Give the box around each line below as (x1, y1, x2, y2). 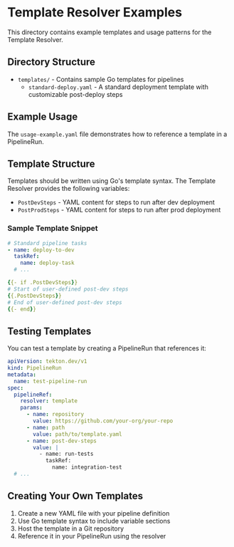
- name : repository (26, 411, 84, 418)
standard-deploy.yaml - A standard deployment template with (28, 83, 208, 91)
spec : (7, 384, 23, 392)
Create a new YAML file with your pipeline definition (17, 509, 170, 517)
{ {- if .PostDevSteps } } (7, 279, 78, 286)
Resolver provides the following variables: (7, 184, 130, 193)
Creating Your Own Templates (7, 490, 144, 502)
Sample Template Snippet (7, 224, 98, 234)
